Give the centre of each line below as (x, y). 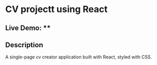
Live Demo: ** (28, 28)
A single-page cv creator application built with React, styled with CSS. (79, 57)
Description (24, 45)
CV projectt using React (56, 9)
